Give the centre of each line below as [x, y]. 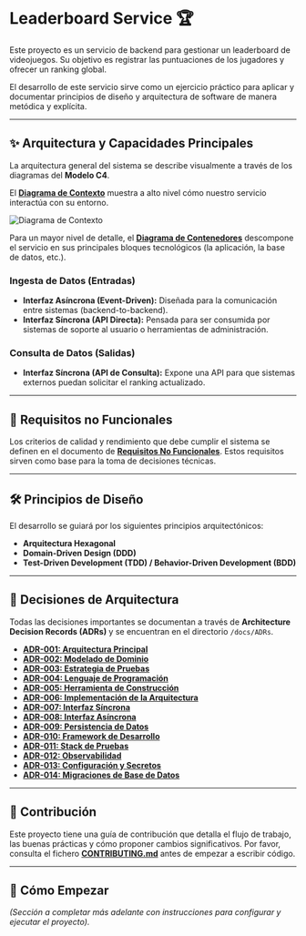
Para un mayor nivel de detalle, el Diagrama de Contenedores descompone [152, 238]
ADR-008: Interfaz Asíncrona [79, 717]
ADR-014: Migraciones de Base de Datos [101, 775]
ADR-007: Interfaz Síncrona [76, 707]
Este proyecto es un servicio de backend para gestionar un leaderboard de [150, 50]
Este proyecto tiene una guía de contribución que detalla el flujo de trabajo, [150, 834]
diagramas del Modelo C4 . [60, 175]
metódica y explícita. [48, 106]
